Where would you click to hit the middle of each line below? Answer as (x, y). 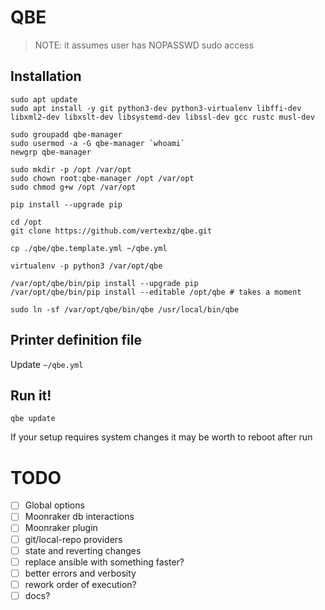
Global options (54, 505)
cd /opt (26, 222)
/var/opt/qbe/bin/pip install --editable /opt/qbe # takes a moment (156, 292)
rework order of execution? (80, 584)
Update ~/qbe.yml (47, 364)
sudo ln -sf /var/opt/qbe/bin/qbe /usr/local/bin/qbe (125, 309)
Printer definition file (76, 340)
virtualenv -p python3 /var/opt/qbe (86, 266)
